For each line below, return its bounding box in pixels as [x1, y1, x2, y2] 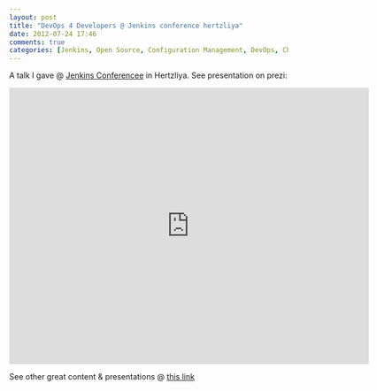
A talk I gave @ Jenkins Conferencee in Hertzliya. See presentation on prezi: [9, 70, 288, 80]
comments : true [9, 37, 65, 47]
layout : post [9, 12, 58, 22]
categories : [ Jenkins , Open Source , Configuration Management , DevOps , [9, 46, 279, 55]
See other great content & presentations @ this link [9, 372, 196, 382]
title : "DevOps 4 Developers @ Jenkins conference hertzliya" [9, 21, 243, 30]
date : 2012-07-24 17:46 [9, 29, 97, 38]
